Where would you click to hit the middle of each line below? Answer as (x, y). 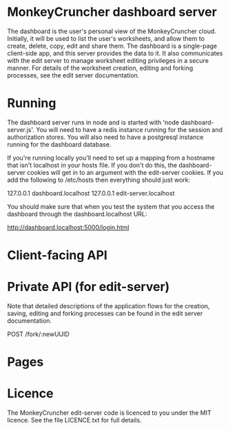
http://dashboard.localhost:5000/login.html (68, 227)
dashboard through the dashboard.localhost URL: (77, 214)
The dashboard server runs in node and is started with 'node (93, 122)
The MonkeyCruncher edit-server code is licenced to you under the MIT (109, 413)
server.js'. (21, 129)
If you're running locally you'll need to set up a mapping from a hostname (111, 158)
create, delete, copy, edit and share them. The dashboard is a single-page (112, 46)
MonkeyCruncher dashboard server (112, 12)
